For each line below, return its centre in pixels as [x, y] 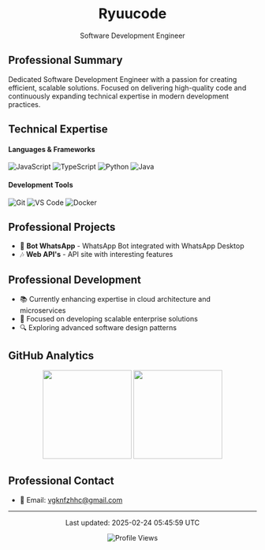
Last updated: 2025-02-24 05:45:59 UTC [132, 522]
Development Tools [41, 184]
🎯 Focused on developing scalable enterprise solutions [109, 319]
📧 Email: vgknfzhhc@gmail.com [71, 500]
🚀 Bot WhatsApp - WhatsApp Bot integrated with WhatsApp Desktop [132, 246]
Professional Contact [61, 481]
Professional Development [75, 279]
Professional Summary [65, 60]
